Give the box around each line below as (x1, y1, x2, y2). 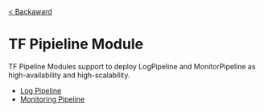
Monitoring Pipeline (19, 94, 85, 104)
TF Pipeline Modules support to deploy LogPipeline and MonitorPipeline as (8, 61, 256, 71)
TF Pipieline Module (8, 35, 143, 53)
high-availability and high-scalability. (8, 70, 130, 80)
